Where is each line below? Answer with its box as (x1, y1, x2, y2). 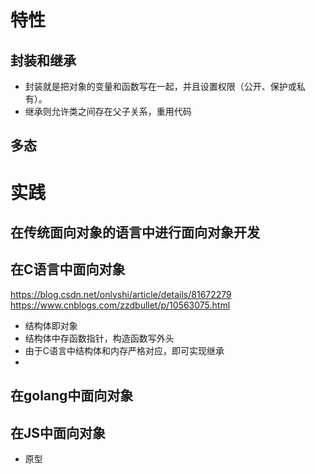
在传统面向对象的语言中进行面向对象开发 (10, 224, 260, 241)
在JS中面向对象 (10, 424, 107, 441)
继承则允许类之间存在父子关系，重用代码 (24, 106, 192, 117)
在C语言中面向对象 (10, 261, 126, 278)
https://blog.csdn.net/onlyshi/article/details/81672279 (10, 288, 232, 300)
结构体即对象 (24, 319, 78, 331)
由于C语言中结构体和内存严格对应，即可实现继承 (24, 344, 225, 356)
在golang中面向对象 (10, 387, 134, 405)
